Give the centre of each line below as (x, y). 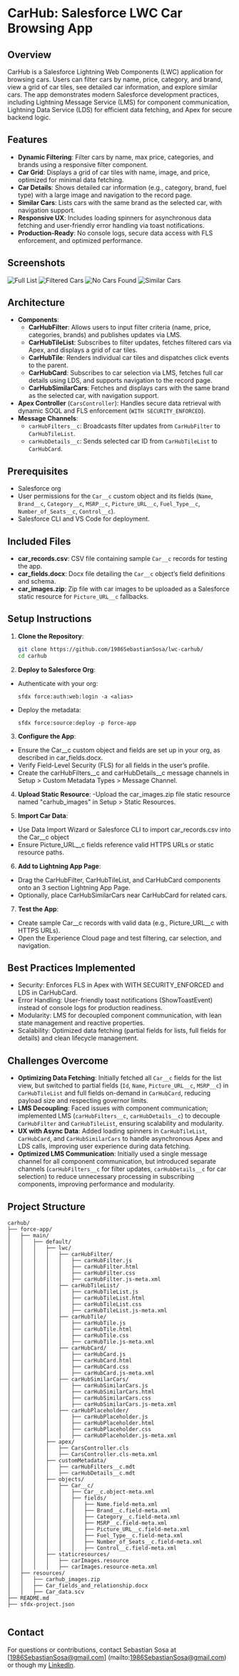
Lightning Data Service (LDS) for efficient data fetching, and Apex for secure (120, 110)
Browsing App (50, 28)
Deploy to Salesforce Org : (57, 669)
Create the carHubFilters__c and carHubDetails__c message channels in (123, 772)
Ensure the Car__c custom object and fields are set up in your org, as (119, 750)
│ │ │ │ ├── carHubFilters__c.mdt (71, 1467)
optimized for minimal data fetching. (71, 179)
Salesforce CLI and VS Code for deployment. (83, 519)
